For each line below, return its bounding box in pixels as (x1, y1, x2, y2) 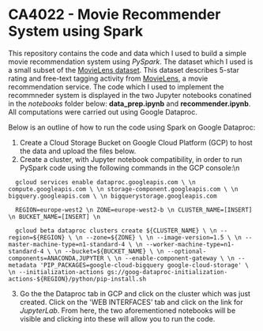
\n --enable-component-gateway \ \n (114, 254, 235, 262)
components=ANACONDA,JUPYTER (8, 254, 104, 262)
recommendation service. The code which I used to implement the (8, 81, 224, 92)
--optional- (167, 247, 207, 255)
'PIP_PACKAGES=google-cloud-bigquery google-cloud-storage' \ (39, 261, 249, 269)
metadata (8, 261, 37, 269)
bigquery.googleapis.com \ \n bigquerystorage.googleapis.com (8, 192, 217, 200)
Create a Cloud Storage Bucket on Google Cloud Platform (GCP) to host (19, 137, 253, 147)
